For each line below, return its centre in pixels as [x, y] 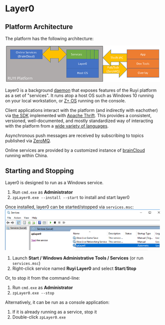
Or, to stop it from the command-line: [42, 278]
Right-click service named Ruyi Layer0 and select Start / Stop [74, 268]
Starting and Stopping [40, 171]
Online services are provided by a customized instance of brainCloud [75, 150]
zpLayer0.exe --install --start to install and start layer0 [71, 197]
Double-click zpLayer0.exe [39, 317]
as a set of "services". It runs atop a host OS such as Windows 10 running [79, 95]
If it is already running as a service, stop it [55, 312]
